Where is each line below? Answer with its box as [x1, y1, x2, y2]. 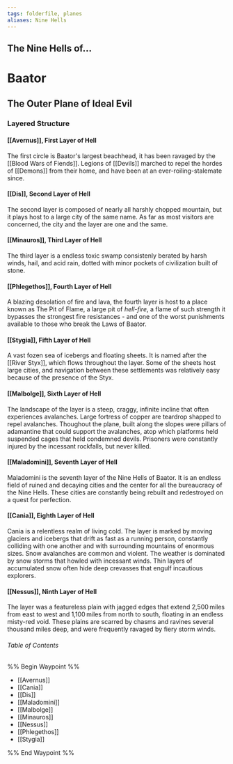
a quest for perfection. [7, 495, 72, 504]
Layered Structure [7, 119, 70, 129]
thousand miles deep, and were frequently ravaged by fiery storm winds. [7, 625, 216, 634]
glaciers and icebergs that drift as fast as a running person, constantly [7, 534, 209, 543]
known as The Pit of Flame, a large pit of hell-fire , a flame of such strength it [7, 305, 226, 313]
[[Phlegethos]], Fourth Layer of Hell [7, 282, 112, 290]
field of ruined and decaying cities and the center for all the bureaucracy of [7, 481, 223, 489]
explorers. [7, 572, 36, 580]
